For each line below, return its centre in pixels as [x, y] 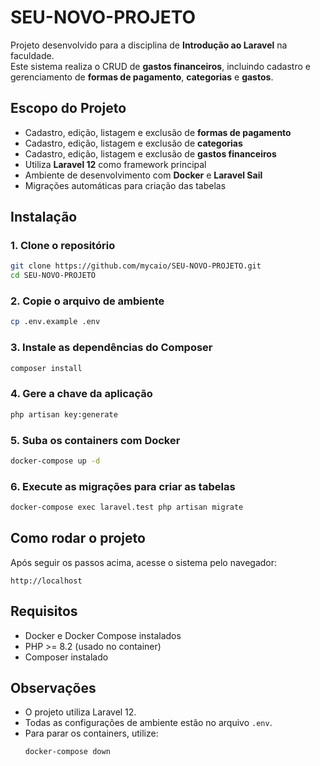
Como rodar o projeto [78, 538]
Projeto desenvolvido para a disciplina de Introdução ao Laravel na [149, 45]
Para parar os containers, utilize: [91, 733]
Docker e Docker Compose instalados [103, 635]
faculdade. [32, 55]
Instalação [44, 217]
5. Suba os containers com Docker [95, 440]
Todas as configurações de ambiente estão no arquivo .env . [148, 723]
